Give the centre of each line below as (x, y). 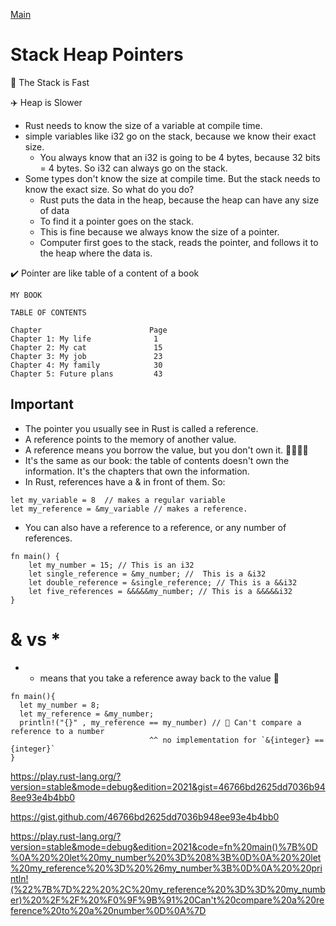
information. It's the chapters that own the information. (137, 471)
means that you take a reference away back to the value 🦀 (159, 678)
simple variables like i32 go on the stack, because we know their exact (170, 136)
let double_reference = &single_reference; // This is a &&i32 (163, 582)
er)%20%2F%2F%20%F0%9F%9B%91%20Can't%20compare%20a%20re (167, 900)
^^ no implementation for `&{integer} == (236, 740)
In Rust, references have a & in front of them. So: (125, 481)
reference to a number (57, 731)
